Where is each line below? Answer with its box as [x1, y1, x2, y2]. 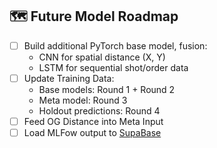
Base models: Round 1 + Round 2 [38, 83, 176, 95]
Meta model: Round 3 [38, 94, 128, 106]
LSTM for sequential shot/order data [38, 61, 189, 73]
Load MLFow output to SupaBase [23, 127, 162, 138]
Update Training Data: [23, 72, 115, 84]
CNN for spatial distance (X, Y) [38, 51, 166, 63]
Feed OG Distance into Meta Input [23, 115, 164, 127]
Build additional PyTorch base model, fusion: [23, 39, 208, 52]
